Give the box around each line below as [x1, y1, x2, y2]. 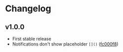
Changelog [5, 3, 51, 14]
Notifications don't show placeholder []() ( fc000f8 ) [12, 41, 119, 47]
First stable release [12, 36, 51, 42]
